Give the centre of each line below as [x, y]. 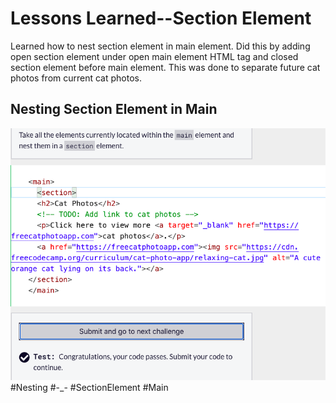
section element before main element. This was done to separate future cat [165, 67]
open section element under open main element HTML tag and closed [154, 56]
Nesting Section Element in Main [114, 109]
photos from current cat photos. [76, 78]
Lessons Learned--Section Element [161, 18]
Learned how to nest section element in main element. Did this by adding [160, 46]
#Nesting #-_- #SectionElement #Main [89, 387]
